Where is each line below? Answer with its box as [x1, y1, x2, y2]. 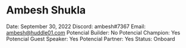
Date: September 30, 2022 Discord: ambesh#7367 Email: [6, 23, 146, 30]
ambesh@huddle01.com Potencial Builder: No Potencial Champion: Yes [6, 29, 181, 36]
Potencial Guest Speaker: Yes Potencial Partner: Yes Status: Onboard [6, 35, 175, 42]
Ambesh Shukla [6, 4, 86, 17]
